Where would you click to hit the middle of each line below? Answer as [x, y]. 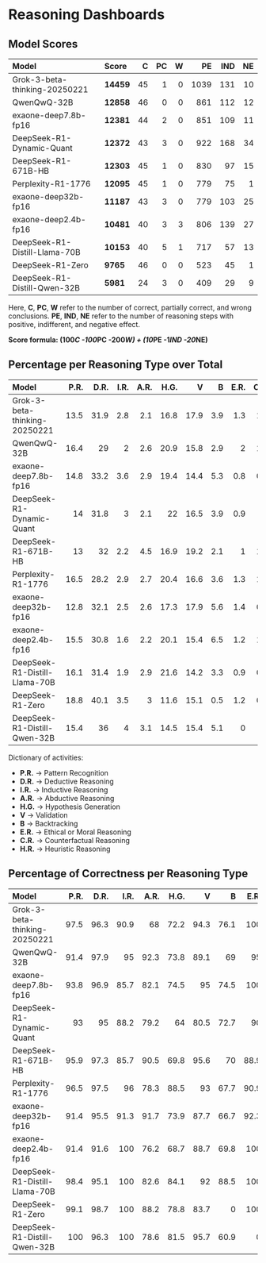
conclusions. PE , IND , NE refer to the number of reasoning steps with [121, 316]
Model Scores [43, 44]
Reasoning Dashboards [86, 15]
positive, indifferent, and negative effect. [74, 324]
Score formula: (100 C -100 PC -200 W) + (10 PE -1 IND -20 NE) [108, 340]
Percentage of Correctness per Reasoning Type [128, 874]
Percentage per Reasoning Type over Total [116, 365]
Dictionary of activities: [46, 757]
